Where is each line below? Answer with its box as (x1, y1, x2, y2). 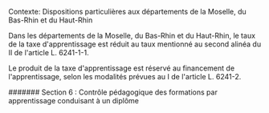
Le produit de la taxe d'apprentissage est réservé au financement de (8, 63, 235, 73)
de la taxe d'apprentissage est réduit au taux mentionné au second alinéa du (8, 39, 262, 49)
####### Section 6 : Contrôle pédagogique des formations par (8, 87, 218, 97)
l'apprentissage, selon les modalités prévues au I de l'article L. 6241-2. (8, 72, 242, 81)
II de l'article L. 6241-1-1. (8, 48, 90, 57)
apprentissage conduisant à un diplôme (8, 96, 139, 105)
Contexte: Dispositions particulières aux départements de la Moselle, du (8, 7, 247, 16)
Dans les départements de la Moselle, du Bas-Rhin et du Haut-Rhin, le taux (8, 31, 255, 40)
